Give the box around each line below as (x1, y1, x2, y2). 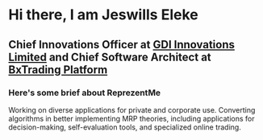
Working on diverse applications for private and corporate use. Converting (8, 105, 256, 114)
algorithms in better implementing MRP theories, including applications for (8, 113, 255, 123)
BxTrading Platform (8, 63, 108, 76)
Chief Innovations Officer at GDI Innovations (8, 38, 236, 51)
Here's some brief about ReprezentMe (8, 87, 161, 98)
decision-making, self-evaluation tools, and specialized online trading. (8, 122, 242, 132)
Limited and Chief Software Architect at (8, 50, 211, 64)
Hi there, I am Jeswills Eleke (8, 6, 199, 24)
